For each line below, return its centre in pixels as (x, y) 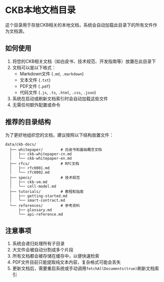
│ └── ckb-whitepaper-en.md (41, 158)
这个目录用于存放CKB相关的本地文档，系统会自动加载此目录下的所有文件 (79, 25)
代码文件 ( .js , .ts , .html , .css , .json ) (58, 92)
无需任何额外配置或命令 (36, 104)
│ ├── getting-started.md (39, 196)
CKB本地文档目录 (40, 10)
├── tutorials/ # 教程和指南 (47, 191)
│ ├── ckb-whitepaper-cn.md (41, 154)
